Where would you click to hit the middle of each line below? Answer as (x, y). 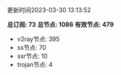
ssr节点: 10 (32, 56)
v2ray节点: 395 (38, 39)
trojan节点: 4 (35, 64)
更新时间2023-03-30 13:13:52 (49, 10)
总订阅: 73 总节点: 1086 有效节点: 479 (60, 25)
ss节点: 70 (31, 47)
